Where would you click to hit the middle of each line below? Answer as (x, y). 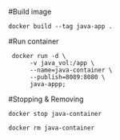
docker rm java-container (51, 128)
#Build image (30, 12)
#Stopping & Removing (46, 99)
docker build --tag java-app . (60, 27)
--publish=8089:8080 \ (67, 77)
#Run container (34, 41)
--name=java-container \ (71, 70)
